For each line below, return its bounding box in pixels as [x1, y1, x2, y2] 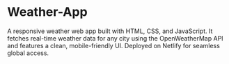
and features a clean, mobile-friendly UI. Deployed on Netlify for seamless [7, 41, 221, 50]
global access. [7, 49, 49, 57]
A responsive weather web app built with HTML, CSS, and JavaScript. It [7, 27, 213, 35]
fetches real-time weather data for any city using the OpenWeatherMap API [7, 34, 224, 42]
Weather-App [7, 4, 88, 20]
